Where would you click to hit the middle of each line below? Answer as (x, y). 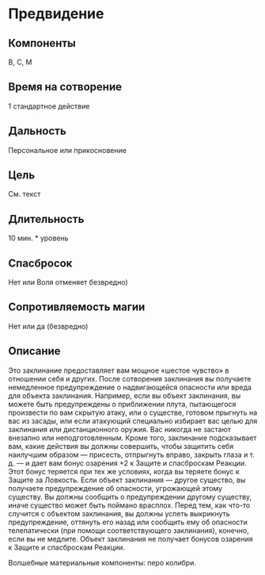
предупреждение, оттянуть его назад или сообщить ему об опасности (128, 522)
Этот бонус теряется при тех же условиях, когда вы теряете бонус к (124, 471)
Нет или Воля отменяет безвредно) (68, 282)
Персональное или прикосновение (67, 150)
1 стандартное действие (49, 106)
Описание (34, 351)
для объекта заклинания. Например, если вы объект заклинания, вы (125, 395)
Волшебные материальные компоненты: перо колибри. (102, 562)
